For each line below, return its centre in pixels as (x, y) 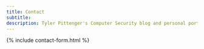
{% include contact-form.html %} (48, 41)
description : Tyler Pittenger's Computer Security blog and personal (96, 23)
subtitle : (19, 18)
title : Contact (25, 12)
